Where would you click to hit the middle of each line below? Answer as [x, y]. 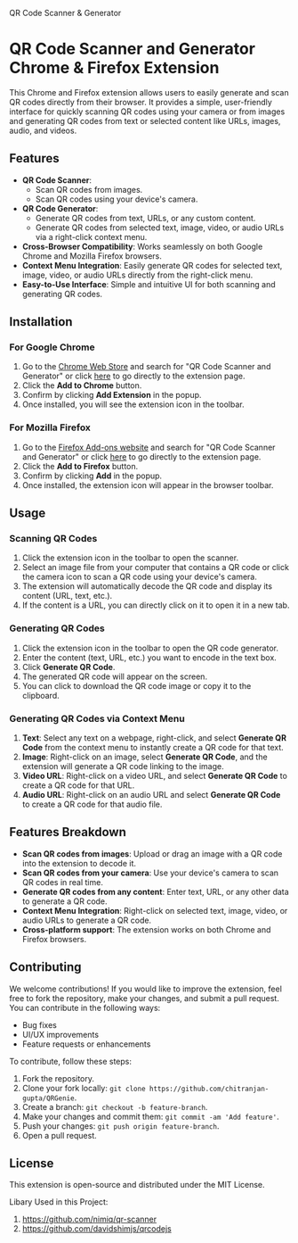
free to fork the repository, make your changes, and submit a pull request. [145, 998]
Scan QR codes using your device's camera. [117, 199]
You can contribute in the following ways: [85, 1007]
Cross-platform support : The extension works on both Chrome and [146, 929]
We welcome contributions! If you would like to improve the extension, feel [146, 989]
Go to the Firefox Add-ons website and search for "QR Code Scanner [149, 447]
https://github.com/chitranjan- [209, 1089]
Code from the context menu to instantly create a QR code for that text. [153, 748]
